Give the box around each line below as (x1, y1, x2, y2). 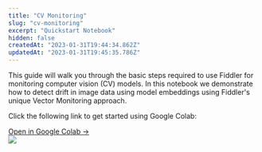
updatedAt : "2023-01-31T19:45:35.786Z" (8, 49, 141, 57)
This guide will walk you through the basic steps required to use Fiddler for (8, 71, 254, 80)
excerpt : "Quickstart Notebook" (8, 26, 115, 34)
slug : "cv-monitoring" (8, 19, 84, 27)
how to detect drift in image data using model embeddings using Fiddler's (8, 88, 251, 96)
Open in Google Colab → (8, 127, 90, 136)
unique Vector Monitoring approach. (8, 96, 127, 105)
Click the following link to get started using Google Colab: (8, 111, 197, 120)
